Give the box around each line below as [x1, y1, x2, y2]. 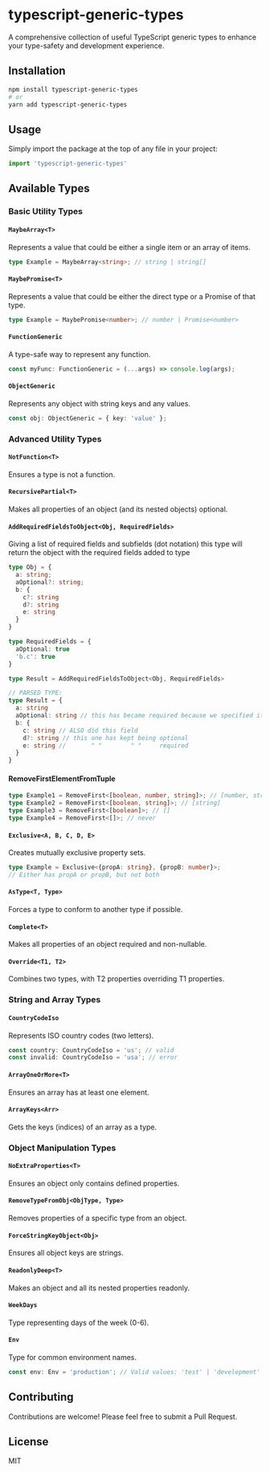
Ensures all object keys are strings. [8, 1248, 124, 1258]
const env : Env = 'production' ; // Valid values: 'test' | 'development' [8, 1367, 261, 1376]
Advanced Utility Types [8, 433, 102, 444]
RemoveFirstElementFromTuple [8, 774, 116, 783]
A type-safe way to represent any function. [8, 349, 151, 359]
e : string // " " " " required [22, 742, 189, 750]
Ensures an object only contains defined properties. [8, 1178, 180, 1188]
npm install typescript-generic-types [8, 85, 138, 93]
